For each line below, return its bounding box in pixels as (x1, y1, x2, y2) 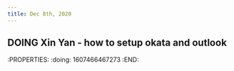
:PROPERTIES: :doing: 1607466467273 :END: (7, 55, 139, 64)
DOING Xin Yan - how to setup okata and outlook (7, 37, 227, 49)
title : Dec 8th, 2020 (7, 10, 72, 18)
